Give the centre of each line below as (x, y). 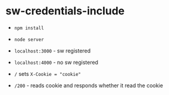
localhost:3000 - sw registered (52, 50)
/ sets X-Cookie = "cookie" (48, 73)
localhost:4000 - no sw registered (56, 62)
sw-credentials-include (65, 11)
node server (29, 39)
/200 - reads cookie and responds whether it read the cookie (88, 85)
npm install (29, 28)
